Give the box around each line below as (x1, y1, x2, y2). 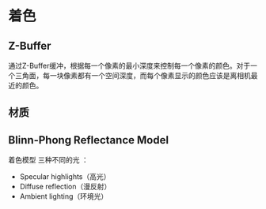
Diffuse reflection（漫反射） (19, 182, 112, 192)
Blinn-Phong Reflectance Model (8, 133, 169, 147)
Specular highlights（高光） (19, 172, 111, 181)
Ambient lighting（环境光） (19, 192, 108, 201)
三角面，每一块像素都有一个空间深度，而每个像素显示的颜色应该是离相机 (14, 71, 251, 80)
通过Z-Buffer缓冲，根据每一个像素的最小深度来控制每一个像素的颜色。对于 (8, 61, 251, 70)
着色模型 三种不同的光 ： (8, 155, 89, 165)
